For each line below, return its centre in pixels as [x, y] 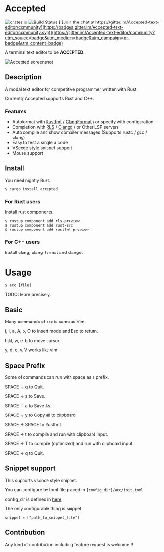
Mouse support [27, 153]
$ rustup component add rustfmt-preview [47, 230]
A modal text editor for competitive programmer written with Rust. [71, 89]
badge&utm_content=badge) [34, 43]
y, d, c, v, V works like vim [31, 350]
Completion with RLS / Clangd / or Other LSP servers [65, 127]
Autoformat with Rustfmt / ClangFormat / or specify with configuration [83, 122]
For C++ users [23, 242]
